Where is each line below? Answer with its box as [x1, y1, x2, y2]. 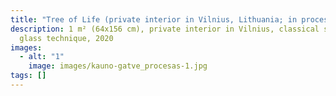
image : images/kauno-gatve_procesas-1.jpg [28, 61, 208, 71]
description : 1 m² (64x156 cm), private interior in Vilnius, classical [10, 24, 320, 34]
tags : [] [10, 71, 47, 81]
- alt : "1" [19, 52, 65, 62]
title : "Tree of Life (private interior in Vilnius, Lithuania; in [10, 14, 298, 25]
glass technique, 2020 [19, 33, 114, 43]
